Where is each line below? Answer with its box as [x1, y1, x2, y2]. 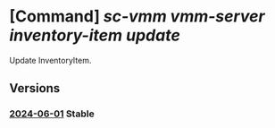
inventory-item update [9, 25, 180, 46]
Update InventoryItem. [9, 55, 92, 65]
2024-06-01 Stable [9, 107, 96, 120]
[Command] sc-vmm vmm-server [9, 6, 265, 27]
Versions [9, 81, 61, 96]
